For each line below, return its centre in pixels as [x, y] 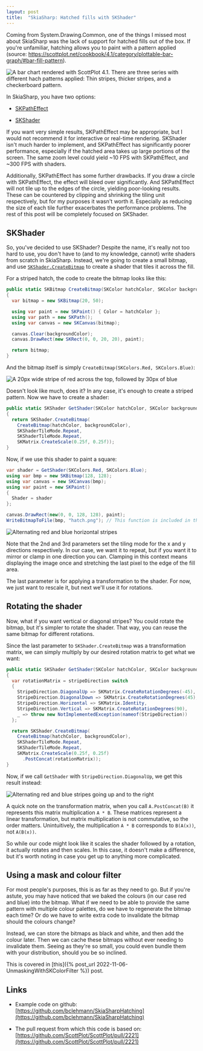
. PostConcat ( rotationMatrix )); [62, 759]
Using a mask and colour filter [64, 876]
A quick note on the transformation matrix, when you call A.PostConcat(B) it [100, 806]
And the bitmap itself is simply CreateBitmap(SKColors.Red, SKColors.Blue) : [101, 368]
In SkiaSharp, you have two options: [51, 97]
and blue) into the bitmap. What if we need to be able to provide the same [98, 902]
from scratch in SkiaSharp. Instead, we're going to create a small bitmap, [97, 260]
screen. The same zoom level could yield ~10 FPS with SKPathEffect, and [97, 157]
